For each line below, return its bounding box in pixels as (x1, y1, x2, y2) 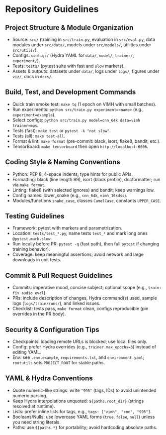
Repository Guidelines (5, 3, 99, 15)
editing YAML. (12, 349, 41, 355)
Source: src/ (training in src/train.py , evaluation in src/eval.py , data (12, 36, 156, 42)
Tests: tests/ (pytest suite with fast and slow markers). (12, 63, 125, 69)
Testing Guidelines (5, 212, 65, 220)
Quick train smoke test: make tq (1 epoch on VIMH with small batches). (12, 101, 157, 107)
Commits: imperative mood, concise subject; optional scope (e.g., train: (12, 285, 162, 291)
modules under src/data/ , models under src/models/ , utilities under (12, 42, 152, 48)
